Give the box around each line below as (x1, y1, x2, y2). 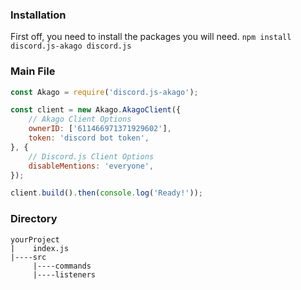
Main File (10, 64, 56, 78)
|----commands (32, 261, 92, 271)
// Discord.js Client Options (28, 151, 155, 162)
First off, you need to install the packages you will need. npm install (10, 31, 292, 43)
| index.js (10, 243, 70, 253)
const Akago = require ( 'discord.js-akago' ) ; (10, 87, 199, 97)
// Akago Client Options (28, 114, 132, 125)
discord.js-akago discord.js (10, 41, 132, 52)
